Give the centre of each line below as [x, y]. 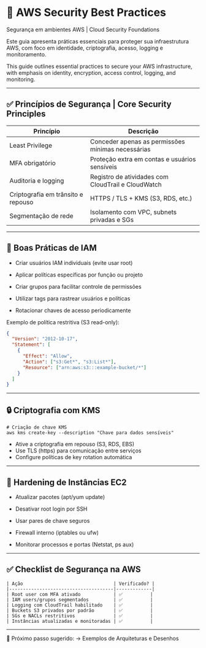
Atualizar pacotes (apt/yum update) [60, 497]
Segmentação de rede [41, 216]
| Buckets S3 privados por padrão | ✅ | [80, 610]
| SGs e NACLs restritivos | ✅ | [80, 616]
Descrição [143, 131]
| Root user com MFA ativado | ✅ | [80, 594]
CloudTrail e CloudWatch [126, 185]
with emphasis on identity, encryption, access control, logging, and [91, 72]
